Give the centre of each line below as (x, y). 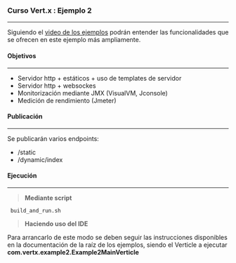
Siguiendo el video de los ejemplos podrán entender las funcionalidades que (118, 32)
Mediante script (48, 198)
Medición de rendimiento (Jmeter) (67, 100)
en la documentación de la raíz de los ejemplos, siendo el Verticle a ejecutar (117, 245)
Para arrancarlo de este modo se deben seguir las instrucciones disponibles (118, 237)
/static (27, 152)
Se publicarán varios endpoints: (53, 138)
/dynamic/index (40, 159)
